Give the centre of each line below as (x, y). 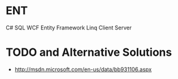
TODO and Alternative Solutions (89, 52)
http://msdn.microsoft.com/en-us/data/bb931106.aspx (83, 69)
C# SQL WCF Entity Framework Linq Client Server (69, 28)
